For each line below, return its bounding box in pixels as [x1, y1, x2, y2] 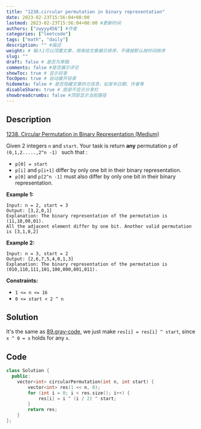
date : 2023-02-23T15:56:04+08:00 [6, 14, 90, 20]
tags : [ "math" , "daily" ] [6, 37, 68, 43]
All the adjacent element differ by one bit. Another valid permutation [6, 223, 192, 229]
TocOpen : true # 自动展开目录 [6, 75, 76, 81]
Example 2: [6, 239, 35, 246]
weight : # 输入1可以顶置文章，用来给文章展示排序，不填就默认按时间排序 [6, 48, 166, 54]
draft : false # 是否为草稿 [6, 59, 69, 65]
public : [11, 373, 31, 379]
